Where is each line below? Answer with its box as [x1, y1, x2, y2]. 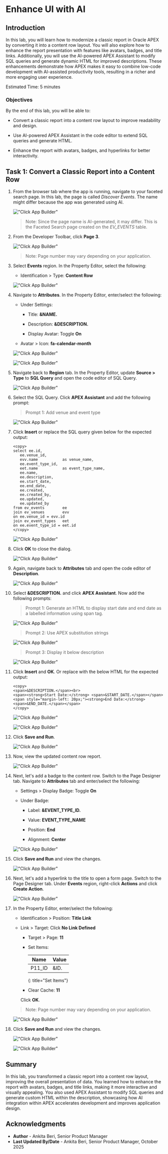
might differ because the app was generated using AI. [12, 199, 124, 205]
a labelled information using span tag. [25, 610, 103, 616]
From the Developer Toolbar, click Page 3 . [12, 234, 99, 240]
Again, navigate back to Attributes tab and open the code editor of [12, 565, 151, 571]
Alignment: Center [27, 837, 66, 843]
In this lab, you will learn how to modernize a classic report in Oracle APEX [5, 37, 159, 43]
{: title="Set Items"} [27, 977, 68, 983]
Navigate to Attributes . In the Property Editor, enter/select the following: [12, 292, 162, 298]
